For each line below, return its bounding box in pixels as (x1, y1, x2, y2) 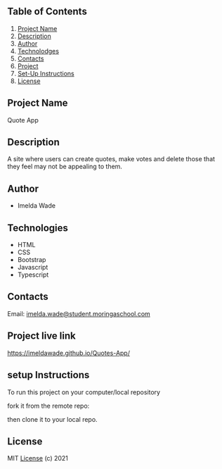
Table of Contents (7, 6, 88, 18)
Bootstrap (17, 256, 46, 264)
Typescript (17, 270, 49, 279)
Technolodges (17, 46, 60, 55)
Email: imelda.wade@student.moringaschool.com (7, 309, 151, 318)
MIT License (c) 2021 (7, 454, 69, 463)
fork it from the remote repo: (7, 401, 90, 410)
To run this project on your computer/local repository (7, 387, 160, 396)
